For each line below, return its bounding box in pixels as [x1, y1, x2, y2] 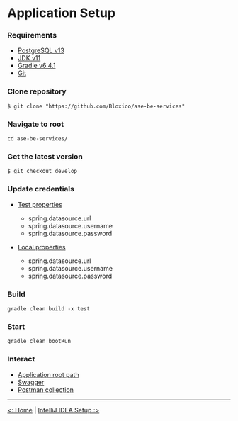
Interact [7, 354, 35, 364]
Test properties [17, 200, 62, 208]
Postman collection [17, 385, 74, 394]
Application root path [17, 370, 79, 378]
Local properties [17, 242, 66, 251]
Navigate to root [7, 119, 64, 129]
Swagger [17, 378, 45, 386]
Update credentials [7, 184, 74, 194]
